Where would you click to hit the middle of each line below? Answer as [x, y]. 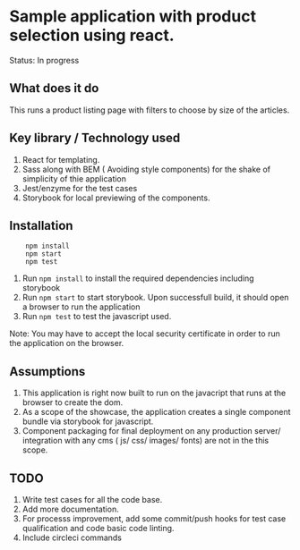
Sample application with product [133, 17]
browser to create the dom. [73, 402]
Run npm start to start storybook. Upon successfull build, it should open [155, 298]
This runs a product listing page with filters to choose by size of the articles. [150, 110]
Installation [41, 225]
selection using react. [92, 35]
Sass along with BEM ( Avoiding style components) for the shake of [146, 169]
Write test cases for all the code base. [92, 499]
